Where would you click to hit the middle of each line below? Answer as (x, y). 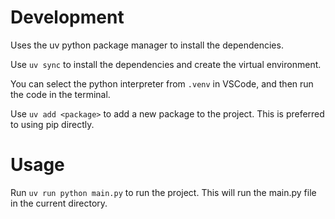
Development (67, 17)
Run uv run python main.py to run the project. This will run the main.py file (163, 192)
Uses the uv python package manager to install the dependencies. (147, 45)
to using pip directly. (52, 124)
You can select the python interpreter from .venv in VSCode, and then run (162, 83)
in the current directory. (59, 203)
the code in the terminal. (60, 94)
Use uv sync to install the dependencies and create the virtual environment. (166, 64)
